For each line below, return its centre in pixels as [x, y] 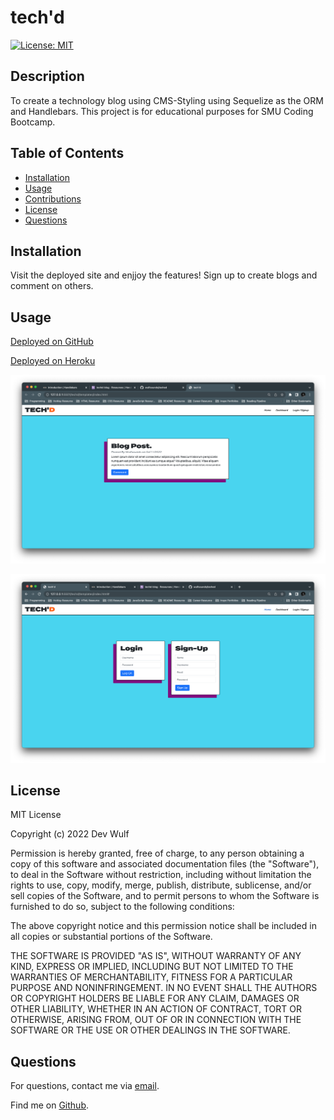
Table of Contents [67, 153]
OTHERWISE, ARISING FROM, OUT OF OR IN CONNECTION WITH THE [156, 1020]
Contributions [53, 198]
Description [47, 76]
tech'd [37, 17]
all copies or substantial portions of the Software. [111, 937]
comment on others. [52, 286]
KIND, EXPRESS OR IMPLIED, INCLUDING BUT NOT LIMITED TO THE [152, 967]
